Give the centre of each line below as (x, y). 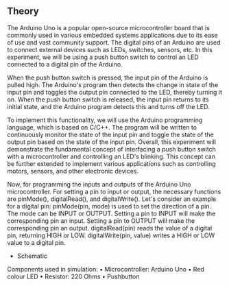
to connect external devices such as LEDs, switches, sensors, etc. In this (110, 49)
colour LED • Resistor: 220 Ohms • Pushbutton (73, 276)
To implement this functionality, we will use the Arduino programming (105, 120)
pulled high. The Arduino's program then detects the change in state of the (113, 84)
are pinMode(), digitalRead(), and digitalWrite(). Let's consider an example (112, 199)
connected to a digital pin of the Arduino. (65, 64)
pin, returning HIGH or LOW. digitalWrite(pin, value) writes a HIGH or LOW (111, 235)
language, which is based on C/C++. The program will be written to (102, 127)
